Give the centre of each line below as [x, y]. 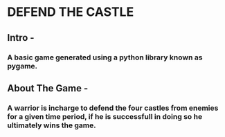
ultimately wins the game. [52, 125]
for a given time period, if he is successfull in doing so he [105, 116]
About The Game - [48, 88]
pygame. [22, 66]
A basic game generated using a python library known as [105, 57]
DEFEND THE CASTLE [71, 12]
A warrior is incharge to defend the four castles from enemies [113, 108]
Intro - [21, 38]
